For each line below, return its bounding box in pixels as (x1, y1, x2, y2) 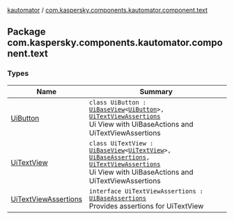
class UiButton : (89, 98, 146, 107)
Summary (139, 86, 173, 96)
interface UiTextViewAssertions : (89, 187, 203, 195)
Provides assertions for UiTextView (89, 201, 204, 211)
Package (7, 26, 47, 38)
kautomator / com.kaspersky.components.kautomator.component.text (7, 6, 208, 14)
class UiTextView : (89, 139, 154, 147)
